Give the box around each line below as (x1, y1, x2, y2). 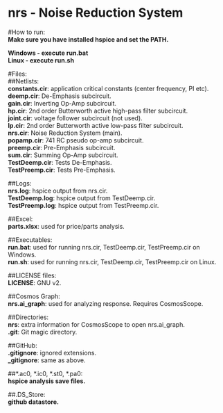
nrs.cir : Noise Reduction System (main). (8, 129, 123, 137)
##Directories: (8, 313, 49, 321)
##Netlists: (8, 76, 39, 85)
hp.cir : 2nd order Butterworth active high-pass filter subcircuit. (8, 106, 188, 115)
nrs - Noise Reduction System (8, 5, 184, 21)
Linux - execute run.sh (8, 56, 75, 64)
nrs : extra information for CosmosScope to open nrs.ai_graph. (8, 320, 186, 328)
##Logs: (8, 179, 32, 187)
